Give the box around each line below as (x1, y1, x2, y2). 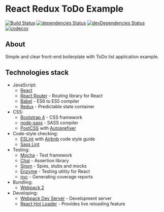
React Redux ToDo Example (5, 3, 123, 15)
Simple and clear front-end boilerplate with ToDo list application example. (5, 53, 159, 59)
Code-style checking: (12, 130, 58, 136)
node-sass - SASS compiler (20, 119, 79, 126)
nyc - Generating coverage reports (20, 173, 93, 179)
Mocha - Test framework (20, 152, 73, 158)
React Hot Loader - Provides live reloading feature (20, 200, 125, 206)
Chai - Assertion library (20, 157, 70, 163)
